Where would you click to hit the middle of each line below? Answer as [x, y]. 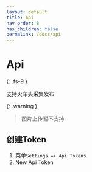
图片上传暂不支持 [43, 119]
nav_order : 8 [23, 23]
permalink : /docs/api [34, 35]
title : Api [20, 18]
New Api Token [34, 162]
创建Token [27, 139]
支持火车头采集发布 [30, 94]
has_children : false [33, 29]
